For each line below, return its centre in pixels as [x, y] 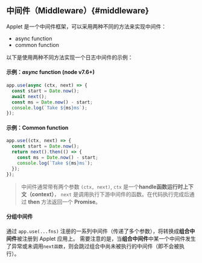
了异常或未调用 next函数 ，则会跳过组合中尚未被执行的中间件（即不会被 [93, 246]
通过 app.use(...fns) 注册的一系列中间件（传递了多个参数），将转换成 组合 [98, 231]
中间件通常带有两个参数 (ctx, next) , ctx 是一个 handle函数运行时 [102, 187]
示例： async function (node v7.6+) [51, 72]
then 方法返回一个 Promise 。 [65, 202]
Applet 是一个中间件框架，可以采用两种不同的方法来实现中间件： [87, 26]
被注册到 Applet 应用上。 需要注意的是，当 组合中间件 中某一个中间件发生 [106, 238]
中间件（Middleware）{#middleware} [78, 11]
